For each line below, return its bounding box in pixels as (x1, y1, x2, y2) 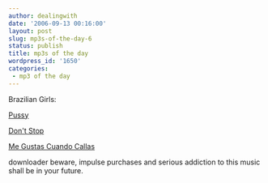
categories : (8, 65, 49, 73)
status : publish (8, 42, 63, 50)
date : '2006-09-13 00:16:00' (8, 19, 107, 28)
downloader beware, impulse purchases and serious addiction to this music (8, 157, 261, 167)
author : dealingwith (8, 11, 79, 20)
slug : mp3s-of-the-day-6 (8, 34, 92, 43)
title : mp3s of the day (8, 49, 89, 57)
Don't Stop (8, 126, 45, 135)
